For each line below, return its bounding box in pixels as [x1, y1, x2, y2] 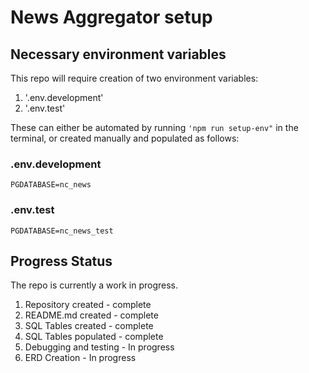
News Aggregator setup [10, 6, 213, 29]
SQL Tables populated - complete [24, 331, 164, 343]
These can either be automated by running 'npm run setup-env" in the [10, 122, 299, 133]
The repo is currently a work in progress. [10, 279, 179, 291]
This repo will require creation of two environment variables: [10, 72, 259, 84]
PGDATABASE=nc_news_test [10, 226, 114, 236]
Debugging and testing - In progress [24, 341, 175, 353]
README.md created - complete [24, 309, 159, 321]
